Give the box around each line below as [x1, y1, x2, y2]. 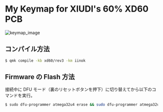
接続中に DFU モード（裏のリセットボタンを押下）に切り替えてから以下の [5, 86, 152, 93]
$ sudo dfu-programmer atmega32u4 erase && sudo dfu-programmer [5, 102, 138, 107]
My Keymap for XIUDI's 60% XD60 [5, 3, 149, 15]
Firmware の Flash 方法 [5, 73, 75, 81]
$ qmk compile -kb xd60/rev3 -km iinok [5, 58, 86, 63]
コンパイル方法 [5, 45, 50, 53]
